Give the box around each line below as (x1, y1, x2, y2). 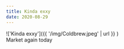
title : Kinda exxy (6, 8, 51, 15)
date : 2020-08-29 (6, 14, 48, 20)
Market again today (6, 36, 52, 43)
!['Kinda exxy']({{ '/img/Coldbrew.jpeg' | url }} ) (6, 30, 119, 37)
